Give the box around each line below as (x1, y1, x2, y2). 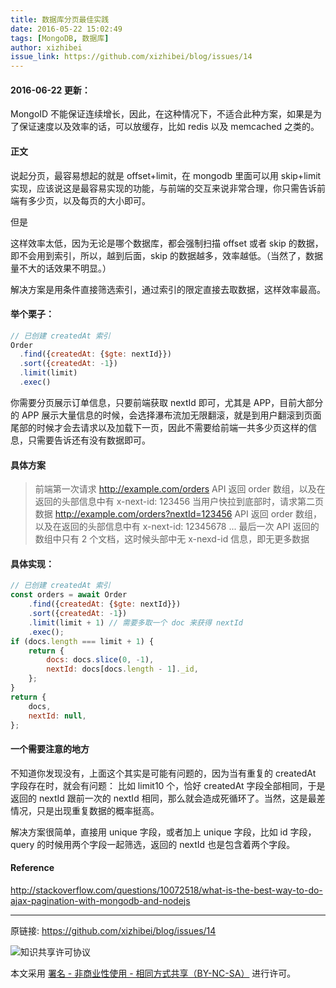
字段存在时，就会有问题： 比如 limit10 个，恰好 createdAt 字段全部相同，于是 (10, 779, 326, 791)
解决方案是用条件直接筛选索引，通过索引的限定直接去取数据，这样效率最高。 (10, 283, 326, 295)
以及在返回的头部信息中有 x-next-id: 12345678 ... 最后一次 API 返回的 (34, 521, 320, 533)
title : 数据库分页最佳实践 (10, 14, 110, 25)
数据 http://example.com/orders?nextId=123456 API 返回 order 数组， (34, 508, 323, 520)
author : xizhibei (10, 42, 83, 53)
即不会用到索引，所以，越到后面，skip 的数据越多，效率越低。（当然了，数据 (10, 249, 323, 261)
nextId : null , (28, 711, 87, 721)
